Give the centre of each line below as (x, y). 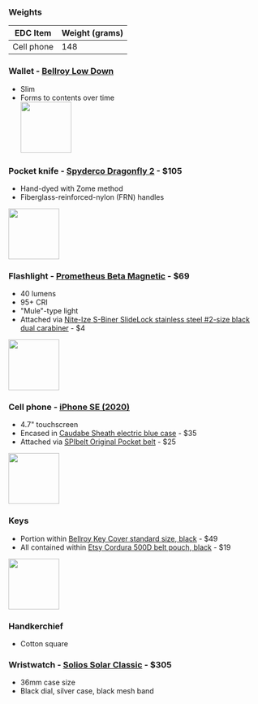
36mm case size (47, 682)
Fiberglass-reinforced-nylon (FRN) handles (92, 197)
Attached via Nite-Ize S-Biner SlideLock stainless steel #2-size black (135, 320)
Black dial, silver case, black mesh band (87, 691)
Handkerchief (36, 626)
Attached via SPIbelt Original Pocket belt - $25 (98, 442)
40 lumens (38, 294)
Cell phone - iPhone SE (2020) (69, 407)
